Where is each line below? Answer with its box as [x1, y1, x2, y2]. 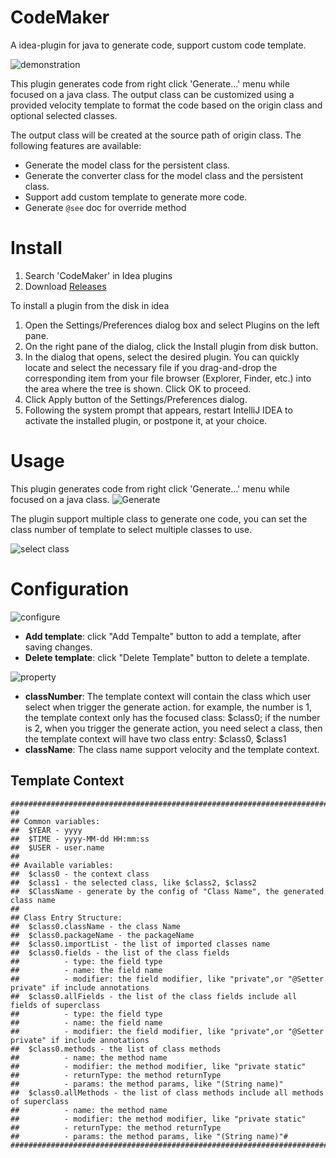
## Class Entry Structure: [10, 912, 123, 923]
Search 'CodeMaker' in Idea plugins [24, 269, 173, 281]
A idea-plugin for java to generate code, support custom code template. [10, 39, 307, 51]
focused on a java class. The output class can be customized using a [10, 88, 295, 100]
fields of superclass [10, 1000, 101, 1010]
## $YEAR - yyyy [10, 825, 83, 835]
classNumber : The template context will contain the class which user [24, 690, 312, 702]
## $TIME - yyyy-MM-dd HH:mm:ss [10, 834, 150, 844]
